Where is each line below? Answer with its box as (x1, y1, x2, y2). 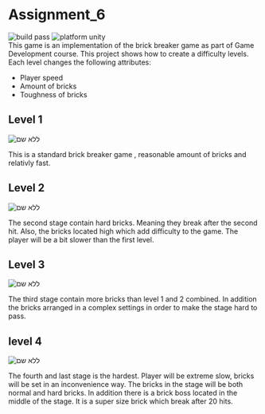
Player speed (19, 73, 64, 82)
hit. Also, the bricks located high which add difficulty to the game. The (8, 226, 239, 236)
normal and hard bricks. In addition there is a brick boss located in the (8, 388, 238, 398)
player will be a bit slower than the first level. (8, 235, 154, 244)
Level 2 (8, 181, 45, 195)
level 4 (8, 334, 42, 348)
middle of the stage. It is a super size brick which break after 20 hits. (8, 396, 233, 406)
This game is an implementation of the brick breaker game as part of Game (8, 40, 255, 49)
